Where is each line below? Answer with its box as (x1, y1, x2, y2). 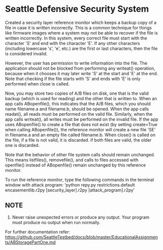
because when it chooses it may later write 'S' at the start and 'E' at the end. (5, 70, 158, 76)
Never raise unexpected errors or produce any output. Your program (12, 214, 150, 220)
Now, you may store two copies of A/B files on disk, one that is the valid (5, 90, 149, 96)
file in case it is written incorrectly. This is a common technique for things (5, 24, 152, 30)
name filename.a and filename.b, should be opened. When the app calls (5, 106, 149, 112)
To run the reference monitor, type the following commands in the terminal (5, 177, 154, 183)
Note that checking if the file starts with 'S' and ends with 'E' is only (5, 76, 141, 82)
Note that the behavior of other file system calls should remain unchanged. (5, 151, 155, 157)
